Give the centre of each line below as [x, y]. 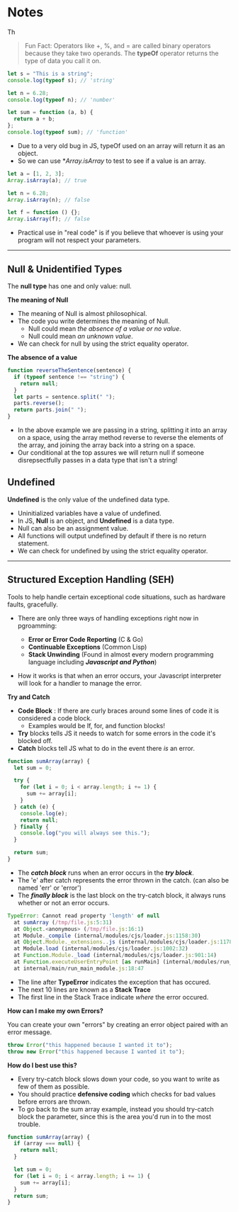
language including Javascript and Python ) [92, 662]
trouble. [29, 1124]
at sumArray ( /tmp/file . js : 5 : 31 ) [63, 922]
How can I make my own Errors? [56, 1011]
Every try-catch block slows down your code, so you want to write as [119, 1079]
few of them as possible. [53, 1086]
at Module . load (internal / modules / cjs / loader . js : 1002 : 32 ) [101, 949]
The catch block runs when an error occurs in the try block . [106, 873]
